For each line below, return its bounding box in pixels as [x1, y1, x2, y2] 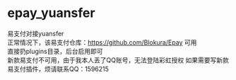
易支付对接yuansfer [7, 29, 64, 38]
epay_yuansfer [7, 5, 95, 21]
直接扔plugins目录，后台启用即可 [7, 47, 103, 55]
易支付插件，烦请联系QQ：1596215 [7, 64, 110, 73]
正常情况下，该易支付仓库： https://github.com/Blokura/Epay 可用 [7, 38, 197, 47]
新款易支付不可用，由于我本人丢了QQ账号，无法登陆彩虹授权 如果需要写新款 [7, 55, 230, 64]
